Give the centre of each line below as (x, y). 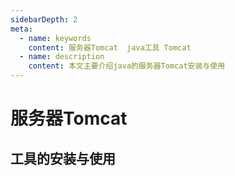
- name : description (62, 57)
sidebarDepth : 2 (44, 19)
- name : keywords (55, 38)
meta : (21, 29)
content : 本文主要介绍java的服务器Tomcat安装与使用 (127, 66)
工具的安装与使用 (63, 158)
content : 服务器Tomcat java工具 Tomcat (110, 47)
